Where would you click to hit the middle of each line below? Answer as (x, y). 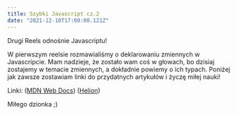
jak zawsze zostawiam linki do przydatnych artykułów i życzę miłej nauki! (114, 77)
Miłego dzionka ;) (33, 104)
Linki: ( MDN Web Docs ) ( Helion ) (54, 90)
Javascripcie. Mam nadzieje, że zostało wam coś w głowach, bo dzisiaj (111, 61)
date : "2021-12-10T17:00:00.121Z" (58, 20)
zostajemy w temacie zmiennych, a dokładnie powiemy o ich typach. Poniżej (119, 69)
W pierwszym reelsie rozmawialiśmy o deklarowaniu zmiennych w (104, 54)
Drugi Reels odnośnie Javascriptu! (57, 40)
